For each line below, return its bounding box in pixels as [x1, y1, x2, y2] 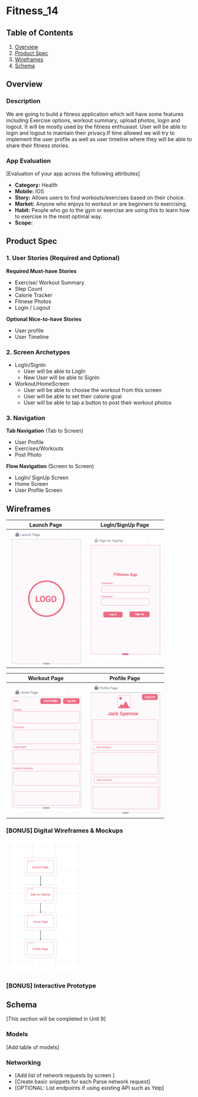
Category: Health [14, 181, 58, 189]
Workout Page [27, 674, 64, 681]
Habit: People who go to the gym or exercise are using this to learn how [14, 206, 190, 213]
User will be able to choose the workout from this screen [23, 386, 162, 394]
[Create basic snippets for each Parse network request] [14, 1078, 151, 1085]
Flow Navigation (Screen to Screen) [6, 463, 95, 470]
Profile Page [109, 674, 141, 681]
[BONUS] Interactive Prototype [6, 981, 96, 989]
